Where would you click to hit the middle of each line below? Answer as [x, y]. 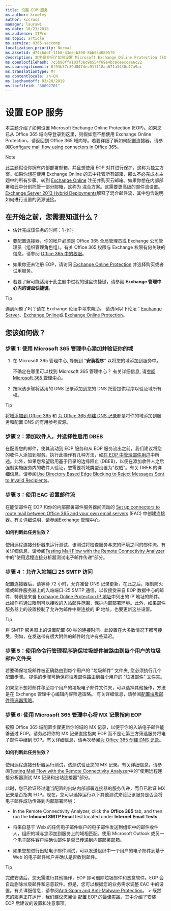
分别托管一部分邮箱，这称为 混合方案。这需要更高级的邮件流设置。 [93, 186]
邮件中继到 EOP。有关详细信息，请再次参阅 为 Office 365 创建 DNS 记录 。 [87, 740]
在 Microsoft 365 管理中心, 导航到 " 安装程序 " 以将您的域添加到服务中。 [87, 361]
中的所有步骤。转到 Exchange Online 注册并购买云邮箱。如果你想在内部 [84, 180]
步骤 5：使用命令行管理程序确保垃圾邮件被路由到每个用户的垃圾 [83, 651]
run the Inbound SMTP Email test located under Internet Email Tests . [85, 816]
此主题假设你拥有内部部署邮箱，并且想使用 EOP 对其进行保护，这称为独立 [82, 167]
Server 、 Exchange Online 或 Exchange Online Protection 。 [66, 315]
